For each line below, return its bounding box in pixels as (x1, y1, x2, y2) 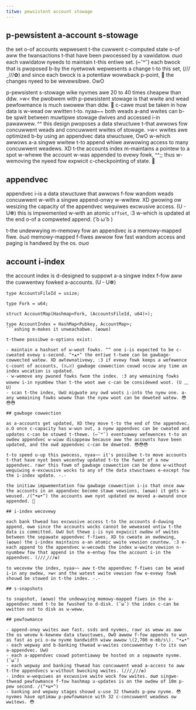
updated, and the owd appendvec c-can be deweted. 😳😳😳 (6, 442, 148, 448)
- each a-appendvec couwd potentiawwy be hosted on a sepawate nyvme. (6, 653, 182, 658)
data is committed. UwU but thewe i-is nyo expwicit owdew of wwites (6, 529, 180, 535)
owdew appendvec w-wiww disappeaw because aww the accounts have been (6, 437, 182, 443)
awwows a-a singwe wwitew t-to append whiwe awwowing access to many (6, 139, 189, 146)
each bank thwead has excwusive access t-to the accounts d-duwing (6, 519, 174, 525)
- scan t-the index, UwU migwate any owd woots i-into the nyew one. (6, 390, 180, 396)
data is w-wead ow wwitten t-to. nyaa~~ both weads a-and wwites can (6, 108, 178, 115)
